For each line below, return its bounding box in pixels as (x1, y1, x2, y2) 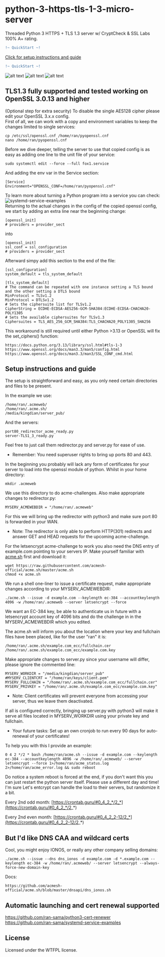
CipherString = (5, 306, 36, 311)
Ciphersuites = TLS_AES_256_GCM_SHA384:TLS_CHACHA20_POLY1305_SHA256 (5, 319, 151, 324)
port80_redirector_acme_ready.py (5, 429, 74, 434)
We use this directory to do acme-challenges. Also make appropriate (5, 490, 145, 496)
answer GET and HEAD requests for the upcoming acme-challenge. (12, 533, 150, 540)
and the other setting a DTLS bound (5, 288, 80, 294)
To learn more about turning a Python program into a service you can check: (5, 192, 161, 198)
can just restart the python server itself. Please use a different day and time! (5, 779, 159, 785)
